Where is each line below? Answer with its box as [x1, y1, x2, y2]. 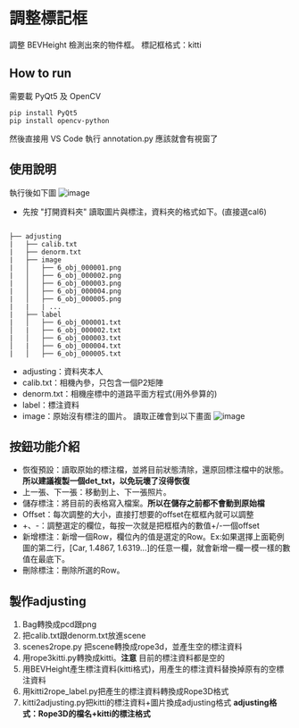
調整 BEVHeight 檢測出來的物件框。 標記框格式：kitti [9, 39, 203, 50]
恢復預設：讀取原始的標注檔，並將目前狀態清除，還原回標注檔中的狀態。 [21, 464, 288, 475]
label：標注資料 [21, 399, 80, 410]
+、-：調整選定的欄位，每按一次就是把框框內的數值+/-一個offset [21, 520, 261, 531]
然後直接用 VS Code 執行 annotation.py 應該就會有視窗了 [9, 133, 219, 144]
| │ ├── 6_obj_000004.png [9, 287, 122, 296]
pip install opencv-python [9, 116, 110, 125]
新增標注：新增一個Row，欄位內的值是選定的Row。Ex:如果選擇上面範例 [21, 531, 285, 542]
